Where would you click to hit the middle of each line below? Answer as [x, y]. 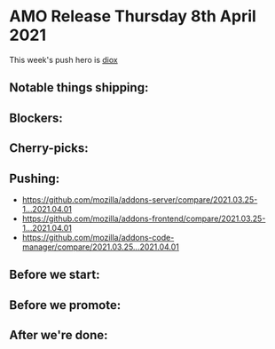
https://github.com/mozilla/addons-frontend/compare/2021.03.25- [144, 218]
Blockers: [36, 118]
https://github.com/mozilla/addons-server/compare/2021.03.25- [140, 199]
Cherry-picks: [49, 148]
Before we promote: [65, 305]
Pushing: [35, 178]
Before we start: [55, 275]
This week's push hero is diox [63, 59]
